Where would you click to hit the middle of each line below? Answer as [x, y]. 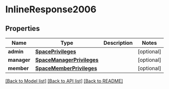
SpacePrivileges [55, 51]
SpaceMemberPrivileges [66, 68]
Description [118, 43]
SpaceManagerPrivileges [67, 60]
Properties [23, 29]
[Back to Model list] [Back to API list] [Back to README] [64, 81]
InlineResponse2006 [51, 10]
